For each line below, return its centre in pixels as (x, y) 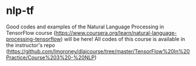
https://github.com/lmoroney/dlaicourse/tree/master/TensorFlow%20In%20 (99, 51)
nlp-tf (20, 11)
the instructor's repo (31, 45)
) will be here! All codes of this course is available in (123, 39)
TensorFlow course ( (31, 32)
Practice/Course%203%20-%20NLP (50, 57)
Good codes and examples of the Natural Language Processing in (85, 27)
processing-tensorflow (34, 39)
